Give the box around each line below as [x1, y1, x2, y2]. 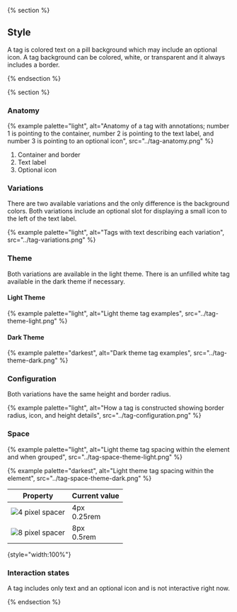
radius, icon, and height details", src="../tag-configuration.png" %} [7, 411, 202, 420]
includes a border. [7, 60, 60, 69]
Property [22, 491, 54, 501]
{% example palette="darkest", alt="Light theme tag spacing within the [7, 466, 214, 474]
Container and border [17, 150, 81, 159]
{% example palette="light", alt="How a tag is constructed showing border [7, 404, 225, 412]
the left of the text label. [7, 214, 77, 223]
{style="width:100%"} [7, 550, 71, 559]
